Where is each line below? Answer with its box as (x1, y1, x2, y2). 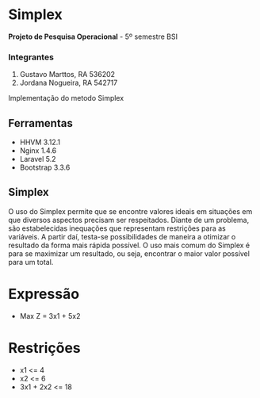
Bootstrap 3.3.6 (19, 163, 71, 172)
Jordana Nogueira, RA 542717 (19, 78, 118, 88)
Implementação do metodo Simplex (8, 94, 124, 103)
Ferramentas (8, 117, 73, 130)
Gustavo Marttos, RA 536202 (19, 70, 116, 79)
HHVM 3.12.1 (19, 137, 61, 147)
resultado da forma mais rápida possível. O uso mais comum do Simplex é (8, 240, 250, 250)
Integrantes (8, 52, 54, 63)
